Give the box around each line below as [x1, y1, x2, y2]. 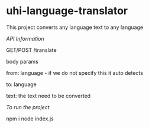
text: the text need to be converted [6, 92, 90, 99]
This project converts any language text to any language [6, 24, 144, 31]
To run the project [6, 103, 50, 110]
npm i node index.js [6, 115, 54, 122]
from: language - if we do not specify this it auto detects [6, 69, 144, 76]
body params [6, 58, 38, 65]
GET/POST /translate [6, 46, 57, 54]
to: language [6, 81, 37, 88]
